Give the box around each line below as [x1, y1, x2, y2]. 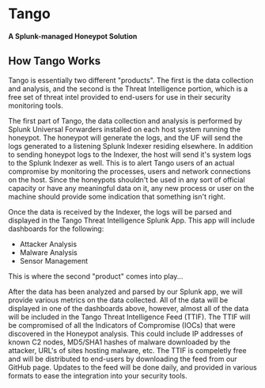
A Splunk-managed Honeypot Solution [8, 31, 138, 40]
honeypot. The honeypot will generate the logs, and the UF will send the [8, 132, 244, 143]
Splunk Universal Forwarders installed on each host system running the [8, 124, 241, 134]
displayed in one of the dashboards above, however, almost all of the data [8, 303, 249, 313]
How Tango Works [8, 55, 101, 68]
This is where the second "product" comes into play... [8, 271, 184, 281]
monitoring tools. [8, 101, 63, 110]
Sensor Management [19, 256, 89, 265]
